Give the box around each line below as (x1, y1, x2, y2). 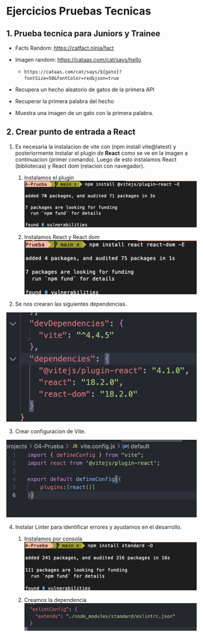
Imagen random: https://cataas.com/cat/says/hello (14, 56, 141, 63)
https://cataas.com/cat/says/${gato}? (24, 69, 122, 75)
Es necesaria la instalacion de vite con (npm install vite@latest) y (14, 143, 176, 150)
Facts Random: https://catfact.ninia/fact (14, 44, 114, 51)
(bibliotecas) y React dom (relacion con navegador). (14, 162, 145, 169)
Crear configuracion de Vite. (14, 428, 86, 435)
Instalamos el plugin (24, 174, 74, 181)
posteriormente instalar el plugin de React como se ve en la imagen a (14, 149, 188, 157)
